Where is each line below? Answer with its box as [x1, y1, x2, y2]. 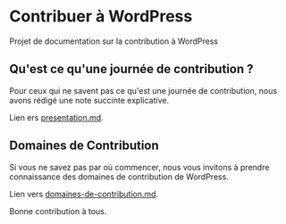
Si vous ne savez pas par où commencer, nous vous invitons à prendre [9, 162, 270, 172]
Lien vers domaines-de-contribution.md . [9, 188, 159, 199]
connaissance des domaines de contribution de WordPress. [9, 171, 230, 182]
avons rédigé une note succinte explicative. [9, 95, 170, 105]
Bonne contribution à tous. [9, 205, 107, 216]
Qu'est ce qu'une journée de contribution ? [9, 62, 254, 77]
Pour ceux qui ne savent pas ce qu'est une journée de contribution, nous [9, 85, 278, 95]
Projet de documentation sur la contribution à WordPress [9, 36, 219, 46]
